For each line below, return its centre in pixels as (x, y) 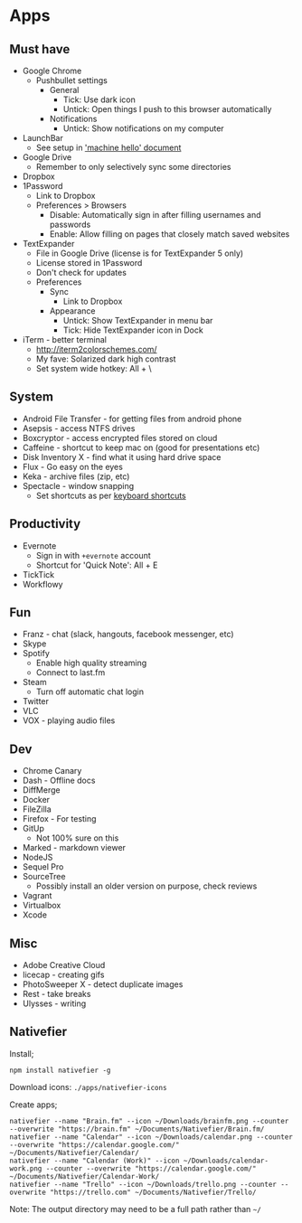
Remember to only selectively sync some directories (133, 167)
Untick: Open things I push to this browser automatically (167, 109)
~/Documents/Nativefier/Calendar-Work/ (85, 1176)
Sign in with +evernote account (93, 555)
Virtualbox (42, 906)
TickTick (38, 574)
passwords (70, 224)
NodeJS (38, 857)
